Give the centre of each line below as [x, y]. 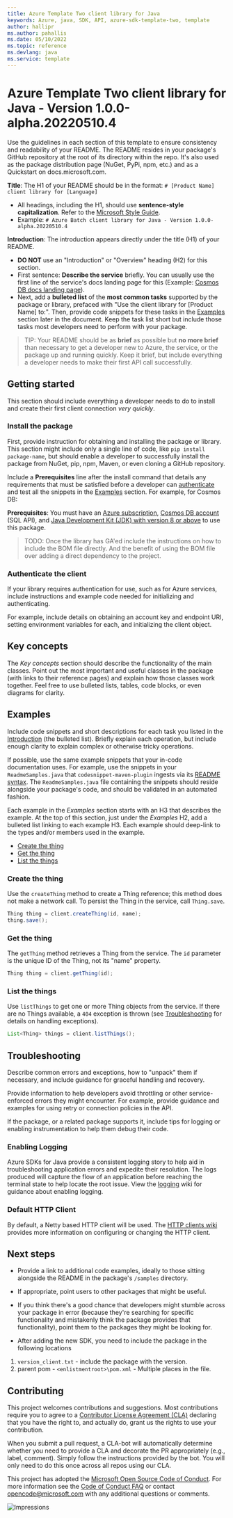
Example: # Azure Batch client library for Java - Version [105, 219]
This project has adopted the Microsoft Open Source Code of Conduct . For [114, 1479]
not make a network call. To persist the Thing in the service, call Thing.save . [116, 901]
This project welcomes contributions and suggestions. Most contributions [113, 1408]
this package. [27, 527]
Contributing [35, 1391]
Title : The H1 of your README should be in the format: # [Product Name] [111, 185]
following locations [44, 1348]
